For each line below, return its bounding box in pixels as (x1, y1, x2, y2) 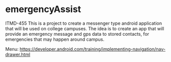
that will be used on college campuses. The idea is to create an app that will (5, 25, 164, 31)
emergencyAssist (5, 4, 81, 15)
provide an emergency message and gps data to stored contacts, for (5, 31, 149, 37)
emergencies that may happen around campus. (5, 36, 105, 42)
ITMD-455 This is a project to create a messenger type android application (5, 20, 162, 26)
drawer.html (5, 51, 31, 57)
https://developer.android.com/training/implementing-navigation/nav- (19, 46, 166, 52)
